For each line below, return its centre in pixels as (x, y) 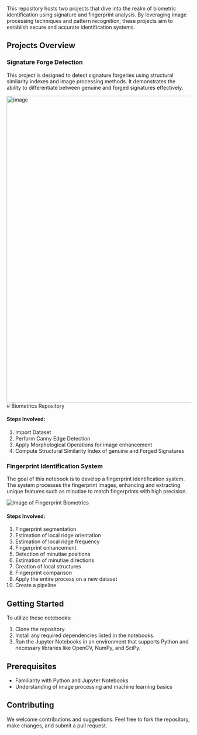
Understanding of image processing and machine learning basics (94, 687)
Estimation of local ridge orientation (58, 536)
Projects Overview (41, 45)
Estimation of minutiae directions (55, 560)
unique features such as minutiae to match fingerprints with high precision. (97, 492)
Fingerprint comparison (44, 573)
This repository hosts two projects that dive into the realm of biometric (91, 9)
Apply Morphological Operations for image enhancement (84, 445)
